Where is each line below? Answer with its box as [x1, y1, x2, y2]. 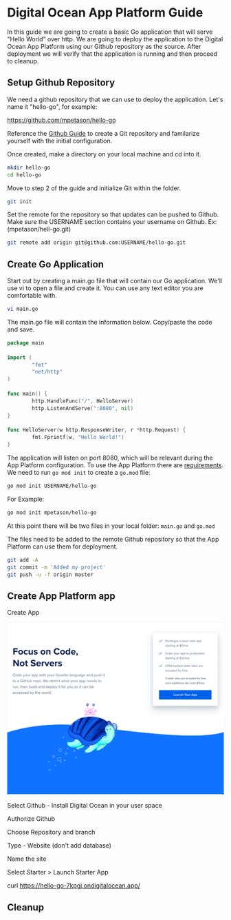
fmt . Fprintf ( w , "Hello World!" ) [32, 434, 125, 441]
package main [7, 339, 45, 346]
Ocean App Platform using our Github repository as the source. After [7, 42, 201, 50]
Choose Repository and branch [7, 828, 96, 837]
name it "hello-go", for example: [7, 102, 98, 111]
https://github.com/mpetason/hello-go [7, 116, 116, 124]
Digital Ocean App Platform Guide [7, 5, 203, 21]
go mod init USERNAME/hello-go [7, 482, 97, 490]
